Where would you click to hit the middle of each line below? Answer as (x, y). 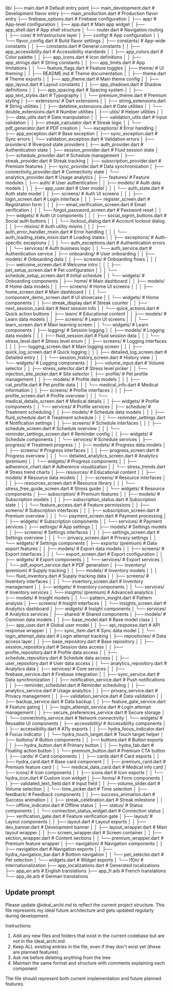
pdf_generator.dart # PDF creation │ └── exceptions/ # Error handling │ (82, 128)
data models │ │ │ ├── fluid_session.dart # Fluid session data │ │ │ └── (83, 336)
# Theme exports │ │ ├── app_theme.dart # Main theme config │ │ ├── (82, 79)
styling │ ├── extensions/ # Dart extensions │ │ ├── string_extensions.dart (85, 101)
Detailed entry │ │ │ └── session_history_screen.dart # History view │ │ (82, 357)
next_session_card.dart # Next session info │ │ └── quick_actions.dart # (82, 308)
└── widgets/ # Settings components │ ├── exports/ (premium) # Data (81, 543)
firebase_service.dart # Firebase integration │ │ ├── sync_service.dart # (83, 674)
